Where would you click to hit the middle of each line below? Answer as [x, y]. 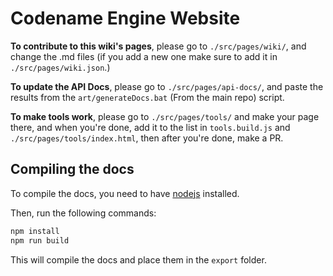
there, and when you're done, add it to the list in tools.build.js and [150, 127]
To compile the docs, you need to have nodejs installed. [125, 193]
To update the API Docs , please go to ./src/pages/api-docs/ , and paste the [167, 86]
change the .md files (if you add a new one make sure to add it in [144, 56]
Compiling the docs [72, 169]
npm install [35, 231]
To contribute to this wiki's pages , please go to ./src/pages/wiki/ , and [158, 46]
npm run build [40, 240]
